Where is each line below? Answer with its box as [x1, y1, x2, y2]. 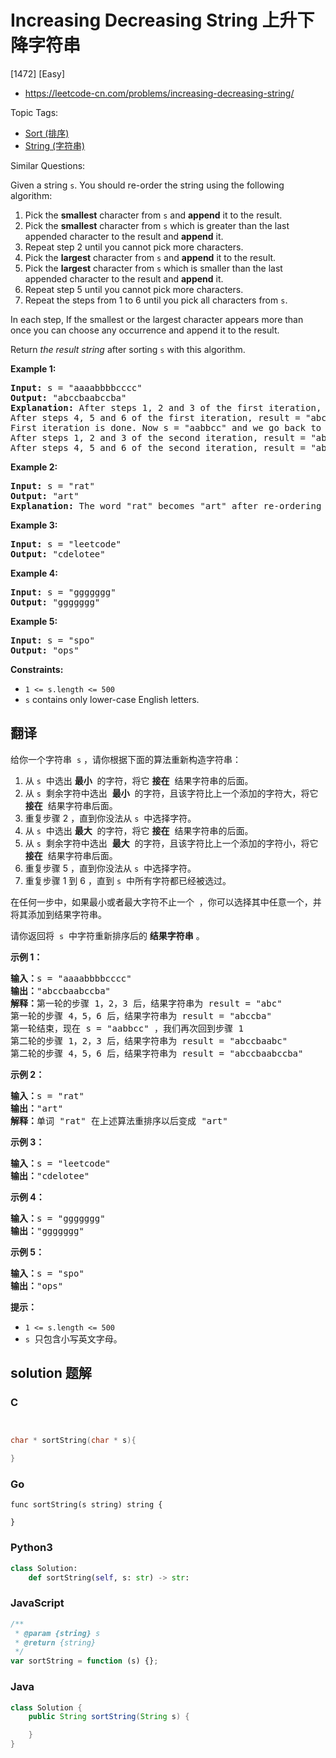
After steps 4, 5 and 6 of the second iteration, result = [10, 442, 307, 453]
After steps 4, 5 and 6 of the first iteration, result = [10, 412, 301, 423]
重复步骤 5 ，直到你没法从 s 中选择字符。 [24, 862, 197, 874]
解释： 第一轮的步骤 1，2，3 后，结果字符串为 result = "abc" [10, 997, 283, 1009]
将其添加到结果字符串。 [10, 908, 107, 920]
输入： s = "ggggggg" [10, 1212, 106, 1224]
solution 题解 [10, 1365, 92, 1382]
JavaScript [10, 1596, 65, 1610]
